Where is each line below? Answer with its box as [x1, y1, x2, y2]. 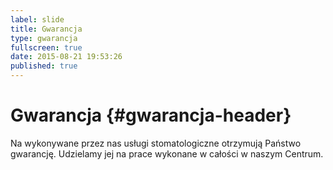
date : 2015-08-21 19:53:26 [10, 52, 123, 62]
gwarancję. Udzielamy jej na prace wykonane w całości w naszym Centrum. [10, 147, 324, 160]
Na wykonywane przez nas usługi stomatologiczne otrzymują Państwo [10, 137, 302, 149]
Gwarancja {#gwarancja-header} [10, 104, 292, 127]
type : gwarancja [10, 33, 78, 43]
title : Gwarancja [10, 24, 83, 34]
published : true [10, 61, 78, 71]
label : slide [10, 14, 65, 25]
